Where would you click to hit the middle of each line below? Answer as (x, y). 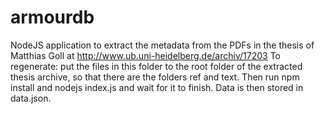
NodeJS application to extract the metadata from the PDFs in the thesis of (162, 45)
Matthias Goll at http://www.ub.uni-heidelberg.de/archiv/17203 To (145, 55)
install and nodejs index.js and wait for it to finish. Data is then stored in (157, 87)
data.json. (31, 98)
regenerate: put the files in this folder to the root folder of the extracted (156, 66)
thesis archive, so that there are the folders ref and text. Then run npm (155, 77)
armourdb (52, 17)
